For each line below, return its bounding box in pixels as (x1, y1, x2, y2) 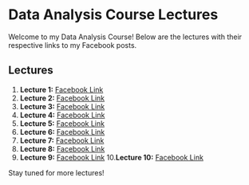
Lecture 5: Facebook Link (19, 118, 105, 128)
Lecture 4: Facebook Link (19, 110, 105, 120)
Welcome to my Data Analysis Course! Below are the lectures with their (8, 32, 242, 41)
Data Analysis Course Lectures (8, 6, 219, 24)
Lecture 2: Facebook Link (19, 93, 105, 103)
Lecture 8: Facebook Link (19, 144, 105, 153)
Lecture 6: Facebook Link (19, 127, 105, 136)
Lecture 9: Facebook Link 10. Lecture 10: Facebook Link (19, 152, 204, 162)
